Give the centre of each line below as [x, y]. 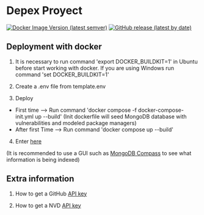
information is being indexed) [43, 159]
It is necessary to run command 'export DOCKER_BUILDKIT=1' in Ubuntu [106, 61]
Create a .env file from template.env [60, 86]
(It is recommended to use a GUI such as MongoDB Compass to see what [99, 153]
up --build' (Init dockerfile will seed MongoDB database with [111, 116]
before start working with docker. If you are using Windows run [94, 68]
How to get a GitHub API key [51, 194]
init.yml [24, 116]
